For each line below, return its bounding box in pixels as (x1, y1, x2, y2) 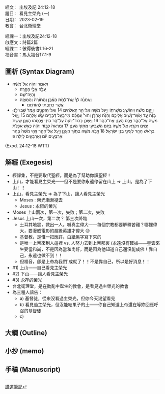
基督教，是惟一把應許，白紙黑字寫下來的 (19, 233, 102, 240)
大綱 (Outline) (5, 329, 48, 337)
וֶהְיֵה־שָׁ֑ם (19, 91, 35, 97)
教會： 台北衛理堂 (5, 23, 41, 29)
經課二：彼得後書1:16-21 (5, 46, 54, 51)
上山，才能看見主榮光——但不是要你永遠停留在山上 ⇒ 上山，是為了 (12, 178, 148, 184)
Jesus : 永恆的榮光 (19, 203, 57, 209)
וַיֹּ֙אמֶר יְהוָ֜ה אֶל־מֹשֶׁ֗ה (12, 81, 48, 87)
